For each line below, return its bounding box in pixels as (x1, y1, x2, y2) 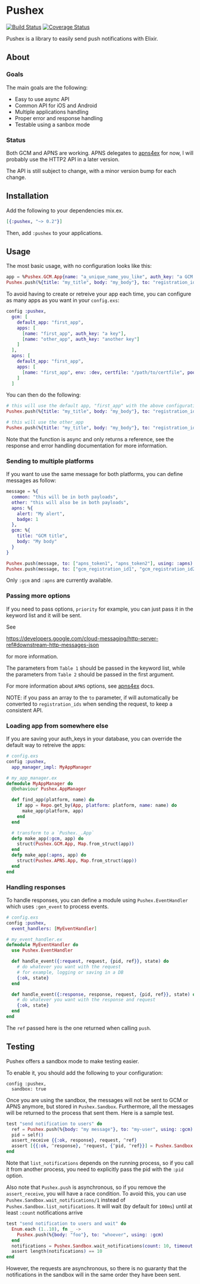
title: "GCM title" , (17, 533, 68, 539)
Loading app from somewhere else (6, 721, 109, 730)
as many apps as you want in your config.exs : (6, 297, 120, 304)
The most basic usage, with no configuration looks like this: (6, 263, 152, 270)
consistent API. (6, 706, 43, 713)
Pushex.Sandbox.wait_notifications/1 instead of (6, 1197, 126, 1204)
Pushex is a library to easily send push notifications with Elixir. (6, 35, 158, 42)
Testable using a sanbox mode (14, 121, 90, 128)
